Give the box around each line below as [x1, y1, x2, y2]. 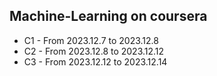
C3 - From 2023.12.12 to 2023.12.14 [23, 55, 168, 68]
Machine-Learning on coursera [9, 8, 208, 25]
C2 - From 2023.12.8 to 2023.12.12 [23, 45, 165, 57]
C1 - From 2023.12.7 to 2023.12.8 [23, 34, 159, 46]
